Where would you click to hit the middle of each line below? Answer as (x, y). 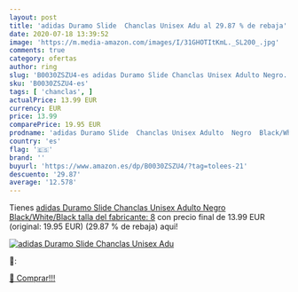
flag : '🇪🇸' (31, 149)
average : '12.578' (43, 183)
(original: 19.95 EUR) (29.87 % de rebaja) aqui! (94, 226)
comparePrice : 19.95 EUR (55, 125)
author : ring (33, 67)
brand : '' (27, 158)
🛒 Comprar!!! (32, 278)
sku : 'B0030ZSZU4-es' (49, 83)
